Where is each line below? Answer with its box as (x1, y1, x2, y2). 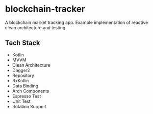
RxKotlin (12, 77, 29, 83)
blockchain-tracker (5, 3, 85, 15)
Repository (12, 72, 34, 78)
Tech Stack (5, 39, 40, 47)
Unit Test (12, 98, 31, 104)
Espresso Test (12, 93, 41, 99)
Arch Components (12, 88, 50, 94)
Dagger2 (12, 67, 30, 73)
